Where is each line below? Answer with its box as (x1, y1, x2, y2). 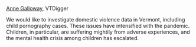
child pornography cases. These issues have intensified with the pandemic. (6, 23, 190, 29)
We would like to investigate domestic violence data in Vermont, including (6, 16, 185, 23)
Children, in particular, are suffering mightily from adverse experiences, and (6, 28, 190, 35)
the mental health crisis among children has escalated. (6, 35, 139, 41)
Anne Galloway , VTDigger (6, 5, 69, 12)
